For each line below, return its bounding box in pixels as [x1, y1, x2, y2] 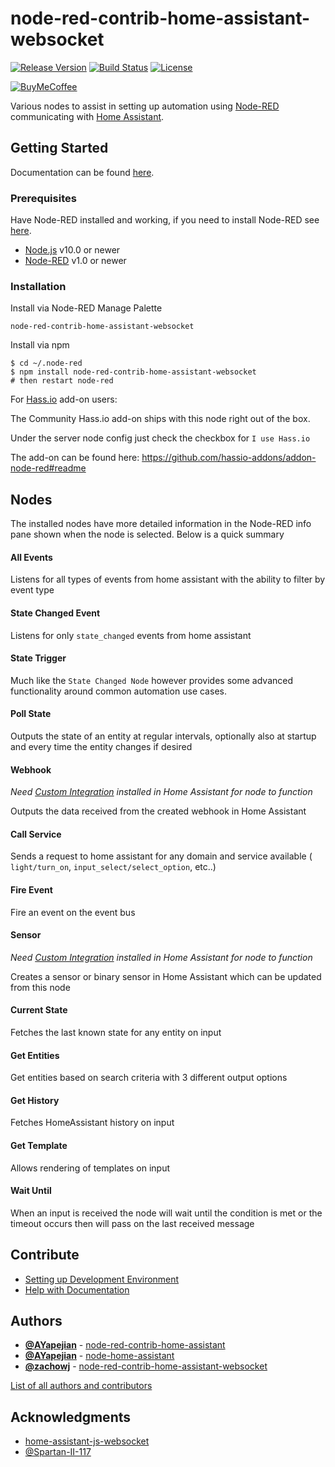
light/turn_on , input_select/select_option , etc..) [10, 861, 217, 873]
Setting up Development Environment [24, 1273, 180, 1285]
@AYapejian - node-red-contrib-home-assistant [24, 1339, 226, 1351]
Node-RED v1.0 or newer [24, 255, 127, 267]
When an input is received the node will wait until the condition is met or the [10, 1207, 323, 1219]
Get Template [10, 1139, 68, 1151]
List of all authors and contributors [10, 1380, 153, 1392]
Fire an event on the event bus [10, 906, 136, 918]
